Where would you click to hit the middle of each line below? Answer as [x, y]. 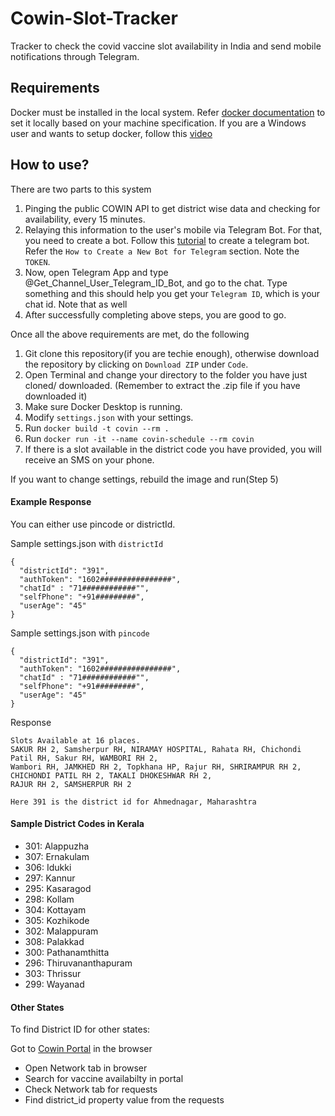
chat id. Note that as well [76, 304]
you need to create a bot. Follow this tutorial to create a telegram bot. [167, 240]
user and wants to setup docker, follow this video [111, 133]
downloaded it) [56, 396]
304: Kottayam [55, 909]
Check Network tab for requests [91, 1089]
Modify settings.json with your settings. [109, 417]
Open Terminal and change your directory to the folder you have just [166, 374]
